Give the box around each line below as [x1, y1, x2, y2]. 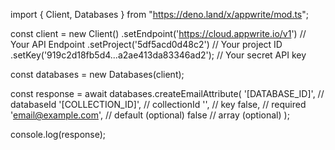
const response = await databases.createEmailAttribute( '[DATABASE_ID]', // [10, 88, 325, 99]
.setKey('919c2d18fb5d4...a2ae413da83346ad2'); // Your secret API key [10, 49, 307, 61]
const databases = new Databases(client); [10, 69, 185, 80]
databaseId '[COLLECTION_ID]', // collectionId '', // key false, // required [10, 99, 307, 110]
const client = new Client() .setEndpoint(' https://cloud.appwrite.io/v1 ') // [10, 28, 307, 39]
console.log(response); [10, 129, 107, 140]
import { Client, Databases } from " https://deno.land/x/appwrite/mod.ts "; [10, 9, 309, 20]
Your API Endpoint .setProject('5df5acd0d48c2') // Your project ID [10, 39, 283, 50]
